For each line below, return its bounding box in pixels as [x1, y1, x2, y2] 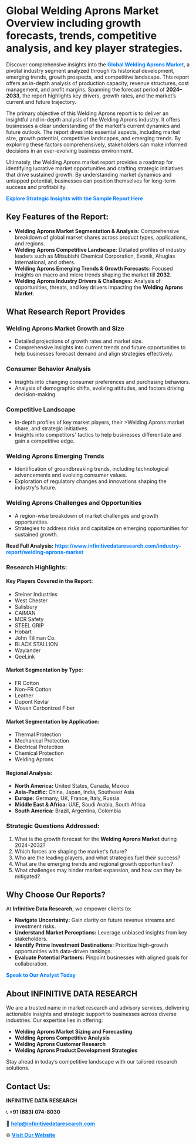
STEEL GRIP [14, 622, 44, 629]
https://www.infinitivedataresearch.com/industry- [55, 542, 181, 549]
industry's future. [14, 484, 57, 491]
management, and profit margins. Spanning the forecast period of [6, 86, 165, 93]
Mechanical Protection [14, 737, 69, 744]
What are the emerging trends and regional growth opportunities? [14, 860, 173, 867]
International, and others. [14, 258, 76, 265]
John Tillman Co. [14, 634, 56, 641]
